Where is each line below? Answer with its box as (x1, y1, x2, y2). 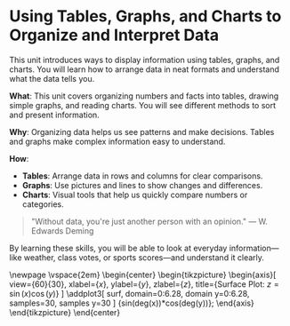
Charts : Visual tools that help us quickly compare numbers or (21, 189, 248, 200)
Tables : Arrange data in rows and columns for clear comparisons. (21, 171, 263, 181)
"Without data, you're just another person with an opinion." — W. (30, 216, 269, 227)
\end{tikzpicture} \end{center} (9, 306, 121, 317)
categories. (21, 198, 64, 210)
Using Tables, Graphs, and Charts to (9, 6, 282, 27)
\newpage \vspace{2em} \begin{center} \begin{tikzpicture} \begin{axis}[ (9, 269, 277, 280)
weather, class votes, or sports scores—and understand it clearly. (23, 251, 265, 263)
